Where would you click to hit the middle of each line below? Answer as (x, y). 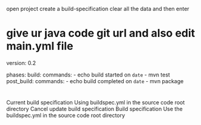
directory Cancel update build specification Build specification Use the (95, 109)
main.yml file (40, 46)
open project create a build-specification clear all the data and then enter (98, 9)
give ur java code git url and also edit (101, 33)
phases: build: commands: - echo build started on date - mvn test (88, 75)
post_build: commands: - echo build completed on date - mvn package (95, 81)
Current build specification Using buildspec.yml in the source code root (96, 103)
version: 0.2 (21, 62)
